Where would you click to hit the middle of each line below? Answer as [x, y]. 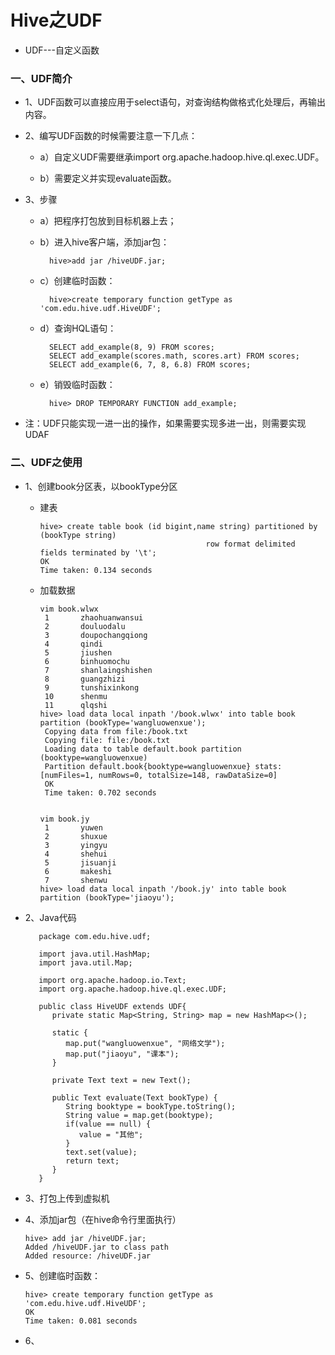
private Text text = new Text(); [121, 1080]
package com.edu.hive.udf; [95, 936]
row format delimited [250, 544]
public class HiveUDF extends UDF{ [112, 1006]
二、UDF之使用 [46, 463]
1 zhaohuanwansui [94, 617]
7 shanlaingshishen [98, 670]
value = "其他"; [111, 1134]
